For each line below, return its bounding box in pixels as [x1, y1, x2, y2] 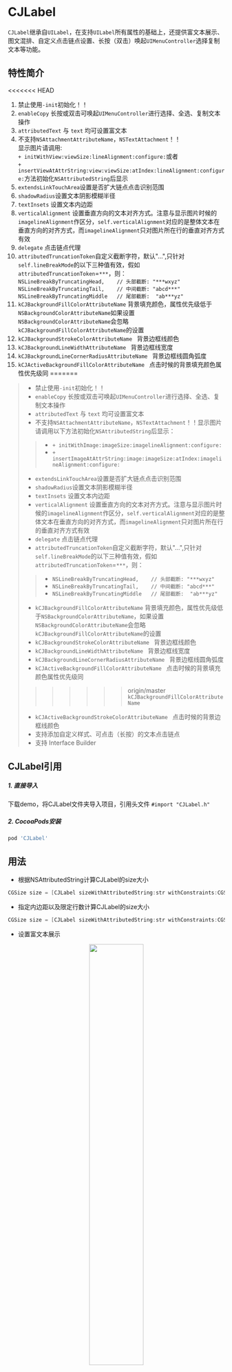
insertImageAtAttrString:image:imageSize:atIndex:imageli [52, 455, 222, 462]
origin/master [127, 686, 166, 694]
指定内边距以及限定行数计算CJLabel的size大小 [17, 902, 150, 911]
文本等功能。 [8, 45, 44, 53]
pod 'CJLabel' [8, 835, 49, 842]
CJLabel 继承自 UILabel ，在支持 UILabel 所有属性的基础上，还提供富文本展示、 [8, 28, 224, 36]
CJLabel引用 [8, 761, 63, 772]
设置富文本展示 [17, 930, 61, 938]
